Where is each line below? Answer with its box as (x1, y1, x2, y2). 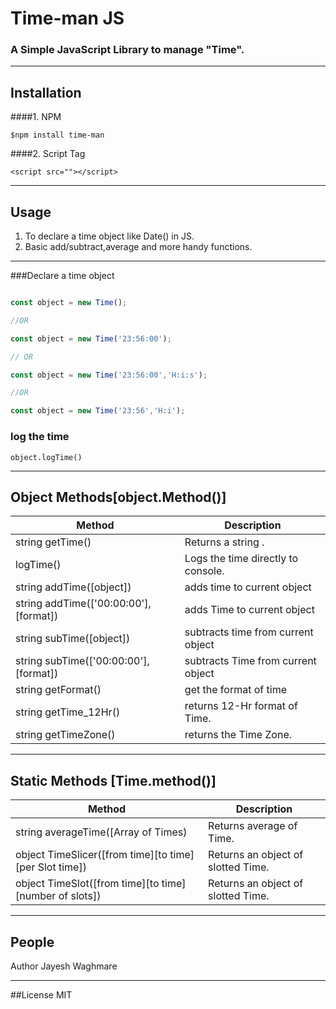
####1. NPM (10, 111, 62, 123)
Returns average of (208, 819, 298, 833)
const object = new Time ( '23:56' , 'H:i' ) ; (10, 406, 186, 416)
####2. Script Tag (10, 148, 86, 160)
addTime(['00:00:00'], (44, 597, 152, 611)
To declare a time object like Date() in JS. (24, 230, 195, 242)
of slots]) (58, 889, 102, 903)
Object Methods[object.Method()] (10, 488, 227, 506)
